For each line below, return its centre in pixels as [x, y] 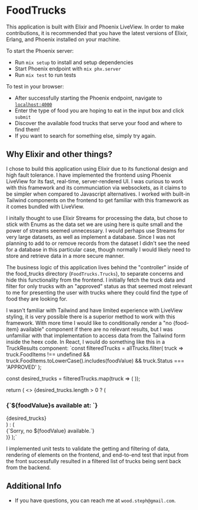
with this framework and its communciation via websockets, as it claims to [96, 187]
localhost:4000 [33, 104]
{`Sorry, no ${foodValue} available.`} [50, 431]
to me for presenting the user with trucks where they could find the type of [97, 292]
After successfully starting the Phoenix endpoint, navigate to [88, 98]
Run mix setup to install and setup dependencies [74, 62]
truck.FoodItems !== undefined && [48, 354]
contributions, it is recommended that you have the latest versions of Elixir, [97, 33]
